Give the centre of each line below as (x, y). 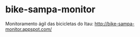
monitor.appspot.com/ (29, 29)
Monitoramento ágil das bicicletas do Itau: (49, 24)
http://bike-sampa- (114, 24)
